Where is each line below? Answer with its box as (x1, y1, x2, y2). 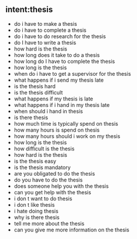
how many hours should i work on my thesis (13, 132, 121, 140)
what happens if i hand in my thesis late (13, 101, 110, 108)
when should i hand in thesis (13, 107, 83, 115)
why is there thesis (13, 214, 60, 221)
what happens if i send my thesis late (13, 76, 104, 83)
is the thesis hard (13, 82, 56, 90)
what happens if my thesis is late (13, 95, 94, 102)
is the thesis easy (13, 157, 57, 164)
